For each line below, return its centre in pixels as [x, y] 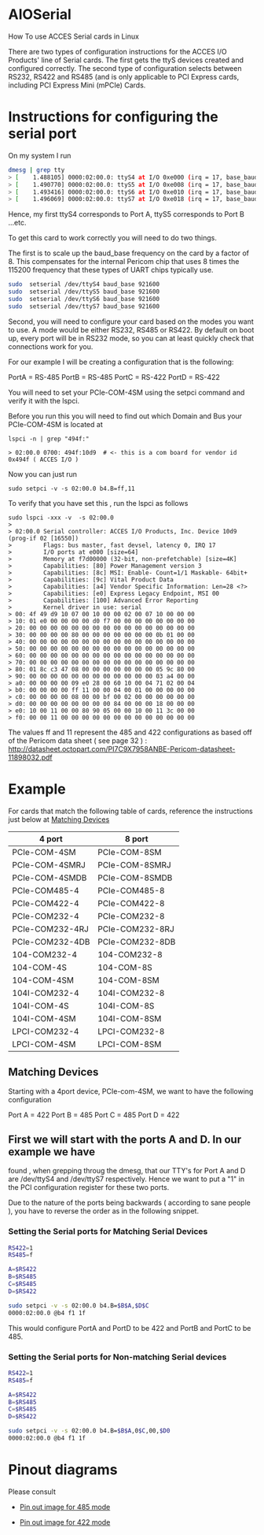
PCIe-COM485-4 [46, 890]
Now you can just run [42, 474]
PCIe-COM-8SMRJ [134, 864]
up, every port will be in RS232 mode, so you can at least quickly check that [131, 338]
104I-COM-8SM [130, 1018]
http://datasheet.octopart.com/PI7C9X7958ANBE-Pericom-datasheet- [122, 749]
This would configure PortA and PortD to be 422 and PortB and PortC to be [130, 1328]
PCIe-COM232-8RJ [136, 929]
